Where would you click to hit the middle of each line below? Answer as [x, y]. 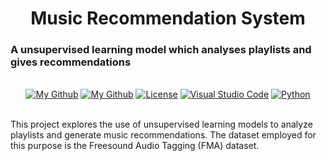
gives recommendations [71, 62]
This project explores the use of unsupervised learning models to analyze [161, 124]
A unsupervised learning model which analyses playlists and [161, 50]
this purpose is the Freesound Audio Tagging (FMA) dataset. [135, 146]
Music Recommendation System [168, 18]
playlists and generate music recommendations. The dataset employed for [163, 135]
